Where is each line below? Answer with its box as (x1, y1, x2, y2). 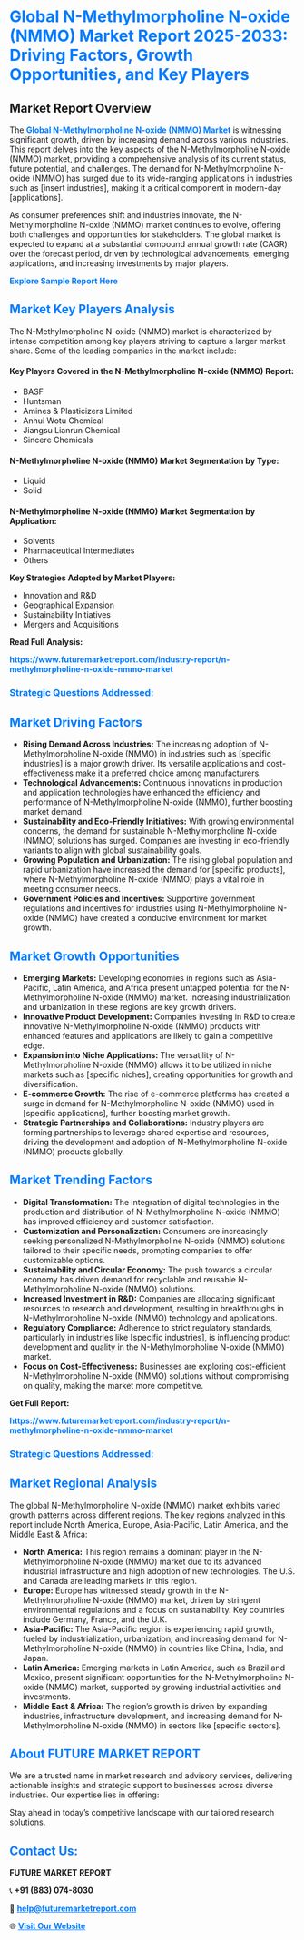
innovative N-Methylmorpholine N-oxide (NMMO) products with (22, 1020, 261, 1032)
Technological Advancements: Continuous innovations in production (22, 777, 283, 788)
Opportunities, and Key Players (9, 64, 250, 85)
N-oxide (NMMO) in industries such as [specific (93, 748, 272, 759)
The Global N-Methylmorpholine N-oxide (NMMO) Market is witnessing (9, 124, 282, 135)
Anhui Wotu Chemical (22, 415, 104, 426)
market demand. (22, 807, 84, 817)
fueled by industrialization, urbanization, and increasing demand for (22, 1633, 277, 1644)
